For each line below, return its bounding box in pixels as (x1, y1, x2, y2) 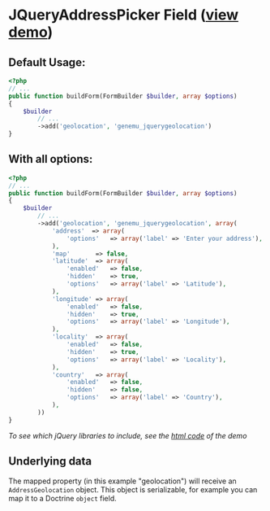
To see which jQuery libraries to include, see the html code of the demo (8, 430, 247, 440)
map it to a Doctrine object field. (8, 493, 117, 503)
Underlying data (8, 454, 92, 469)
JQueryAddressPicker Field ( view (8, 6, 239, 24)
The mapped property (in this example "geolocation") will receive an (8, 476, 237, 486)
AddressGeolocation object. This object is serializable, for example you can (8, 484, 258, 494)
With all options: (8, 152, 93, 166)
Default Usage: (8, 55, 86, 69)
